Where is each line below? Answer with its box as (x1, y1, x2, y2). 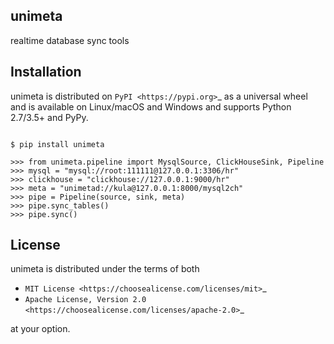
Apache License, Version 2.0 (24, 295, 147, 305)
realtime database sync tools (10, 34, 130, 46)
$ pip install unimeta (10, 139, 105, 149)
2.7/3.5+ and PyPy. (10, 111, 89, 123)
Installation (10, 64, 82, 81)
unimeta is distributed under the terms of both (10, 263, 200, 275)
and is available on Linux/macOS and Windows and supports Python (10, 100, 292, 113)
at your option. (10, 323, 71, 335)
